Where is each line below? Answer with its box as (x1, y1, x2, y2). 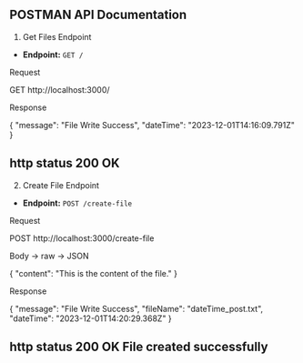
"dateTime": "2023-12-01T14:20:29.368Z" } (9, 313, 173, 324)
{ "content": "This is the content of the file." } (9, 267, 178, 278)
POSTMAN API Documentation (9, 7, 187, 23)
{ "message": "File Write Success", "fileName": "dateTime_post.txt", (9, 303, 264, 314)
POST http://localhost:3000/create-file (9, 232, 155, 244)
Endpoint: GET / (22, 49, 84, 60)
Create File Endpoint (22, 179, 100, 190)
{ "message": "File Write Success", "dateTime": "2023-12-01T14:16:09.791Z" (9, 119, 296, 130)
